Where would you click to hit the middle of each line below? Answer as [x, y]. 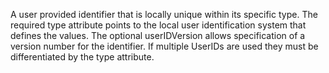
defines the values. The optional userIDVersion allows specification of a [158, 35]
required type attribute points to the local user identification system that [158, 25]
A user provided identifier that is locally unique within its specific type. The [164, 14]
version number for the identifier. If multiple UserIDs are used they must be [164, 46]
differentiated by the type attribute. [82, 57]
